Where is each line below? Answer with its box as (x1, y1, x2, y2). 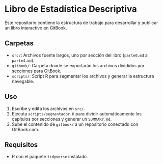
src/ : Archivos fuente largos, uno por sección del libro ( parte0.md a (11, 52, 148, 58)
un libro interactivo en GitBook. (4, 25, 67, 30)
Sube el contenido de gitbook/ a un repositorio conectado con (11, 121, 138, 127)
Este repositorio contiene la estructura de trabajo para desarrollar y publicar (4, 20, 158, 26)
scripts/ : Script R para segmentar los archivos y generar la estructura (11, 73, 154, 79)
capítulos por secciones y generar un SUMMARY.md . (11, 116, 112, 122)
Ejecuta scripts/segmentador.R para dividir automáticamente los (11, 110, 142, 116)
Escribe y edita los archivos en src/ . (11, 106, 85, 111)
